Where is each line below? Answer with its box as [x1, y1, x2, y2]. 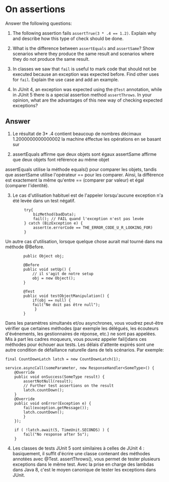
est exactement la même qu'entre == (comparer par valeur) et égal [5, 177, 144, 183]
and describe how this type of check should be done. [12, 35, 124, 41]
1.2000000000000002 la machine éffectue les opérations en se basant [12, 136, 161, 142]
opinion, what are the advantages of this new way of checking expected [12, 97, 163, 103]
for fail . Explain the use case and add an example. [12, 76, 119, 82]
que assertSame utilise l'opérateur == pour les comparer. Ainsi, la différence [5, 171, 164, 178]
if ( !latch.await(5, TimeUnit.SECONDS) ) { [14, 427, 109, 432]
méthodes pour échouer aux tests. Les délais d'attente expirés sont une [5, 341, 155, 347]
